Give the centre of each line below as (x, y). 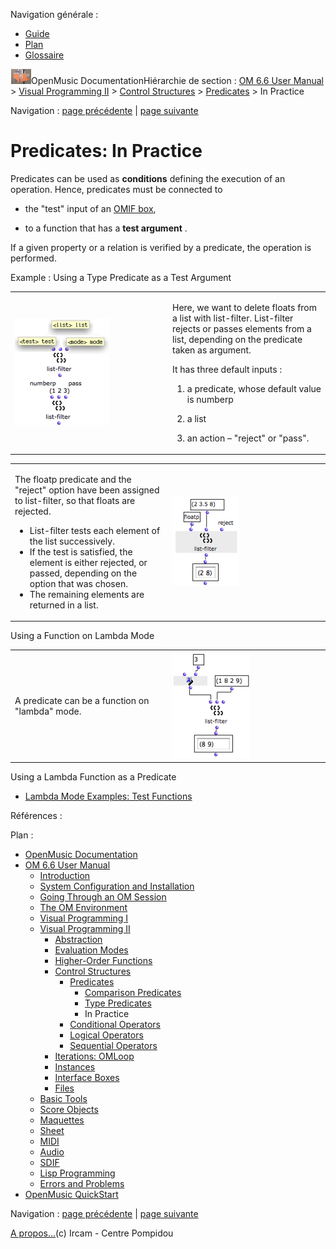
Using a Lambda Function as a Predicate (93, 776)
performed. (33, 258)
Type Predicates (118, 1003)
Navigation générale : (54, 14)
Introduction (65, 875)
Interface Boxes (87, 1077)
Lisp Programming (77, 1173)
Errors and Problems (82, 1183)
